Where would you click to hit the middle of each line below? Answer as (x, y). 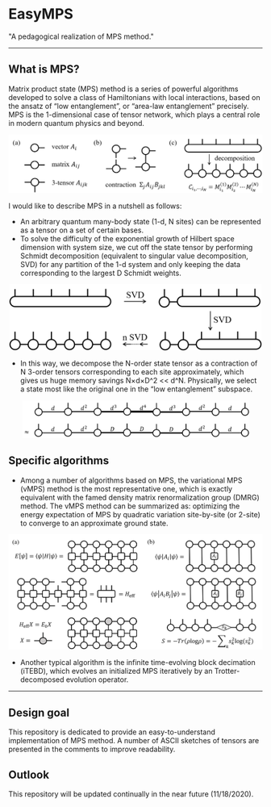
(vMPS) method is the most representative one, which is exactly (126, 488)
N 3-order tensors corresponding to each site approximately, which (132, 372)
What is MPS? (44, 69)
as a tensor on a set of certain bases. (81, 230)
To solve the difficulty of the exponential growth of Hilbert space (127, 239)
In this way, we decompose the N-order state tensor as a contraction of (139, 363)
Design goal (39, 712)
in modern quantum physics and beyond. (77, 123)
